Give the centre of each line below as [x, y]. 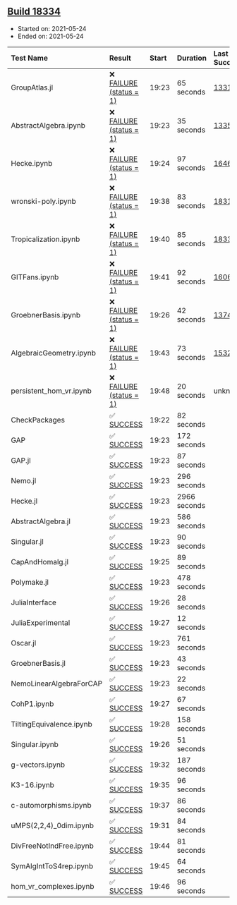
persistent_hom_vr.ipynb [51, 391]
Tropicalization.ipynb [45, 239]
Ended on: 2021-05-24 [50, 36]
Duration [192, 58]
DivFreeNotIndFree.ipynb [52, 846]
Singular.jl [27, 541]
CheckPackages [38, 420]
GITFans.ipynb [35, 277]
